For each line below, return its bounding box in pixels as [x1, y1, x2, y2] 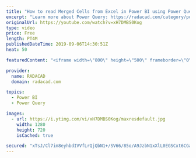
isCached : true [16, 132, 54, 138]
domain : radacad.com [11, 78, 61, 85]
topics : [6, 89, 25, 95]
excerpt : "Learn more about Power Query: [6, 14, 108, 20]
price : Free [6, 30, 35, 36]
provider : [6, 68, 30, 74]
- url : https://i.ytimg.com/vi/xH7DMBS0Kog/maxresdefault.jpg [11, 116, 166, 122]
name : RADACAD [11, 73, 45, 79]
